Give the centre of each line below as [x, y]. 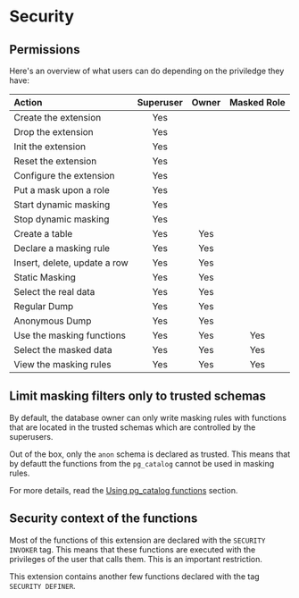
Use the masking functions [70, 335]
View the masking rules [62, 364]
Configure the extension [64, 176]
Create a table [43, 234]
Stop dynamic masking [62, 219]
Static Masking [45, 277]
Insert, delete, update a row [71, 263]
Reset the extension [55, 161]
